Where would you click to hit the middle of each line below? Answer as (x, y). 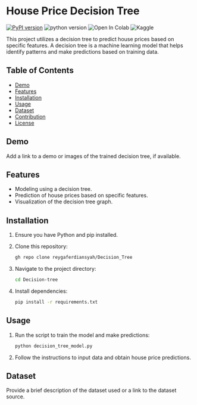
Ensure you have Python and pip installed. (66, 235)
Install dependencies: (41, 291)
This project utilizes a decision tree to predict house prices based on (90, 39)
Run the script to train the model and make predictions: (82, 335)
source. (15, 397)
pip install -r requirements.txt (56, 302)
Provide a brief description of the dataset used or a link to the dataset (91, 390)
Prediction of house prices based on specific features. (81, 196)
